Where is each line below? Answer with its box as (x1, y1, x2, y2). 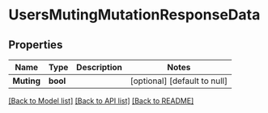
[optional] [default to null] (130, 75, 228, 86)
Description (76, 62, 123, 73)
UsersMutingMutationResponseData (8, 6, 261, 24)
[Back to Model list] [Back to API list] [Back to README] (8, 96, 194, 106)
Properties (8, 38, 63, 52)
